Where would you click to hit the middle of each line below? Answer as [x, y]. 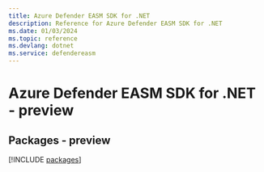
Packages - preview [60, 140]
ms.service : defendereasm [52, 53]
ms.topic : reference [43, 38]
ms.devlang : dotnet [41, 46]
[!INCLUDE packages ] [45, 159]
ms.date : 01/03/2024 [43, 31]
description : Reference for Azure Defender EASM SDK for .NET [115, 23]
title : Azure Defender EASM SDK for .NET [79, 16]
